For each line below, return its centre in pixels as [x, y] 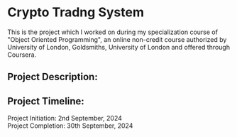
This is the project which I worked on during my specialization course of [113, 32]
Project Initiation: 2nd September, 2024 [65, 119]
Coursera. [22, 55]
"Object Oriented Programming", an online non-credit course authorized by [117, 39]
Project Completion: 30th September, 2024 [70, 126]
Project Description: [53, 77]
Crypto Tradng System [76, 12]
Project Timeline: [46, 101]
